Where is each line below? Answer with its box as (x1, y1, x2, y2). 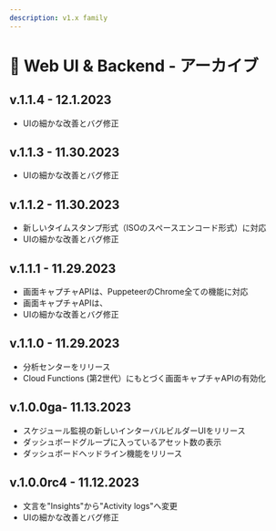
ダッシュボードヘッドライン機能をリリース (22, 448, 183, 459)
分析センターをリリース (22, 361, 111, 372)
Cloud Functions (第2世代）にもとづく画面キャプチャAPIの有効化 (22, 372, 266, 383)
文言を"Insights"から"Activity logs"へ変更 (22, 500, 178, 511)
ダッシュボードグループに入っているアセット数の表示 (22, 436, 221, 447)
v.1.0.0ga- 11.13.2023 (9, 400, 132, 415)
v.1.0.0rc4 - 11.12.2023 (9, 475, 139, 491)
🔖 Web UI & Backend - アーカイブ (9, 56, 260, 76)
